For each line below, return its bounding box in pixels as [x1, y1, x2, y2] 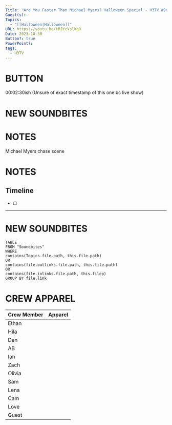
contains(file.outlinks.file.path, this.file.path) [5, 262, 118, 267]
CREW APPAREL [5, 293, 76, 304]
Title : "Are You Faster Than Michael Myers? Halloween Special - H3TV [5, 7, 159, 13]
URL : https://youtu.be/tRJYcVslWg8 [5, 27, 81, 32]
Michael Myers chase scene [5, 148, 65, 154]
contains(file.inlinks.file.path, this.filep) [5, 271, 106, 276]
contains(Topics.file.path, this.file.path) [5, 253, 102, 258]
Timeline [5, 186, 34, 195]
